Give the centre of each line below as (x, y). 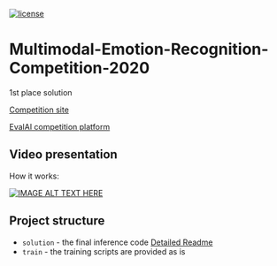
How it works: (35, 176)
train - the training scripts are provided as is (104, 251)
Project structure (57, 221)
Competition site (39, 110)
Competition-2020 (80, 68)
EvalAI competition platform (60, 126)
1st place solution (41, 92)
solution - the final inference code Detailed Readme (117, 242)
